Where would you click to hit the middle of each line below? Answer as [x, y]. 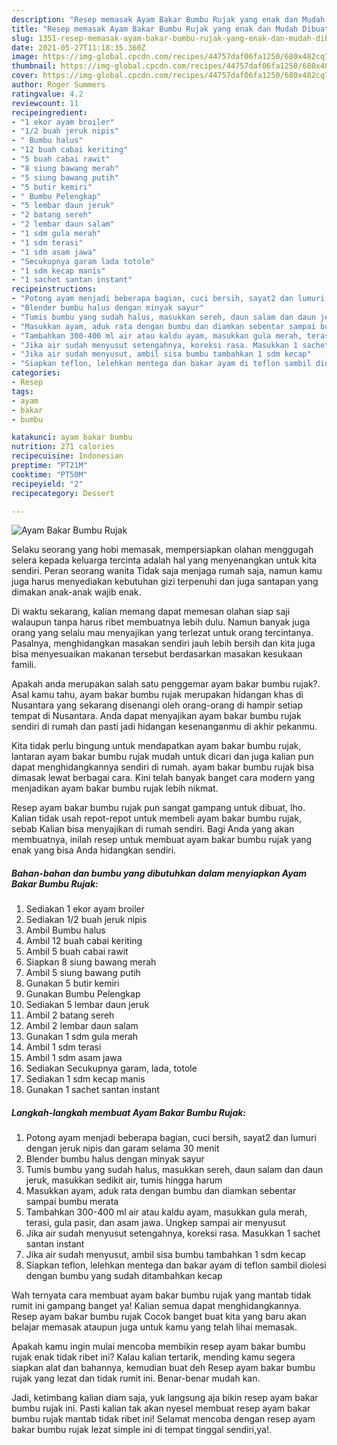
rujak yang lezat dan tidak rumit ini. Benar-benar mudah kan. [136, 1378]
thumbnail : [34, 66]
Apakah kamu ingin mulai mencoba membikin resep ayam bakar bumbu [158, 1347]
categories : [36, 373]
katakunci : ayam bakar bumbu [72, 437]
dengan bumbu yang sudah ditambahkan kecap [124, 1276]
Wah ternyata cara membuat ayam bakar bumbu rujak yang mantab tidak [161, 1295]
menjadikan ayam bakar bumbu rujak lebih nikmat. [115, 788]
